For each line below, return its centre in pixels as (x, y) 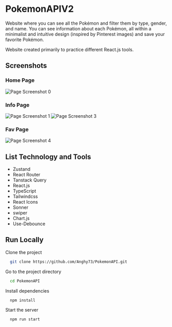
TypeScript (24, 191)
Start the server (22, 310)
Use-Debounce (29, 224)
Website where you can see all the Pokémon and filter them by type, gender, (86, 23)
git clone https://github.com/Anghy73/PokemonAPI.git (69, 262)
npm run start (25, 319)
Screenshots (26, 66)
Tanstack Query (30, 180)
